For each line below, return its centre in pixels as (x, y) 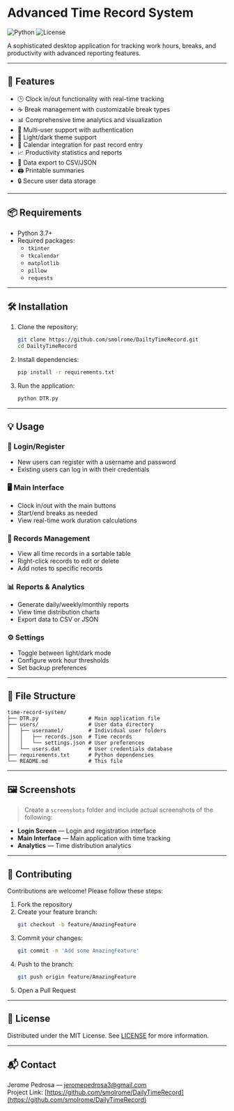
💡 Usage (26, 427)
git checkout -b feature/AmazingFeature (77, 925)
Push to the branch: (46, 964)
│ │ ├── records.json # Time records (70, 736)
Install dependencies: (48, 360)
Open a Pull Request (47, 990)
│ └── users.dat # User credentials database (90, 749)
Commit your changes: (50, 938)
